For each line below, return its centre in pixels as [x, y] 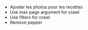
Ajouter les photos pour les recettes [46, 7]
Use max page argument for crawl [44, 12]
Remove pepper [26, 22]
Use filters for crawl [30, 17]
